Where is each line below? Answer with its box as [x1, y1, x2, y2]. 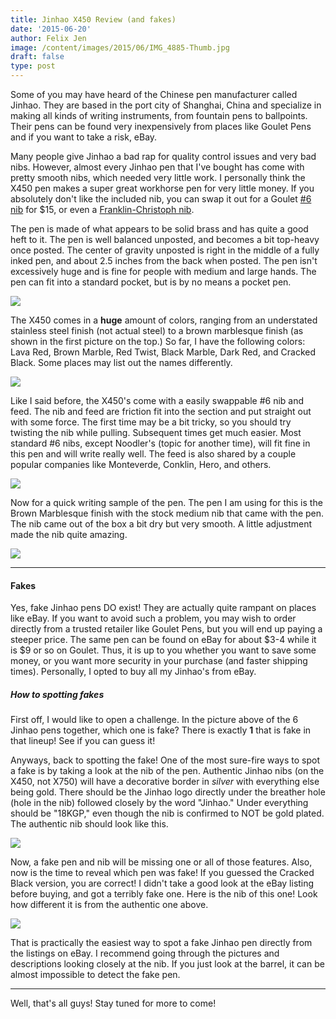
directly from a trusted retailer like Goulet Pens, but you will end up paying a [10, 623, 323, 635]
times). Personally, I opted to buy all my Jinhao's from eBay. [10, 666, 257, 678]
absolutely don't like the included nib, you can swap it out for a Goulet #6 [10, 193, 312, 205]
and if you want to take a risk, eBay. [10, 131, 158, 143]
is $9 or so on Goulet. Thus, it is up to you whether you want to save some [10, 644, 317, 656]
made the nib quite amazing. [10, 529, 128, 540]
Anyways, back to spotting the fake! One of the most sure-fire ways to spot [10, 754, 321, 766]
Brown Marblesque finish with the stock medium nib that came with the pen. [10, 507, 325, 519]
